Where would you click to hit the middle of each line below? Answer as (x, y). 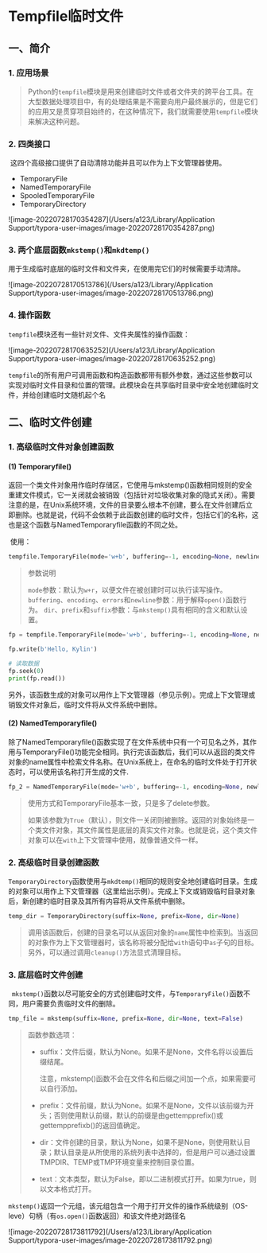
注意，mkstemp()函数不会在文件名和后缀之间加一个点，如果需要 (144, 1078)
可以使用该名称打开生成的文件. (79, 772)
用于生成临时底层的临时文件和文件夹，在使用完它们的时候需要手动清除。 (126, 269)
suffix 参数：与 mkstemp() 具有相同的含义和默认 (165, 610)
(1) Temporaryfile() (40, 466)
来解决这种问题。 (56, 121)
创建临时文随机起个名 (70, 395)
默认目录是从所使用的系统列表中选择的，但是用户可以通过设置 (155, 1152)
